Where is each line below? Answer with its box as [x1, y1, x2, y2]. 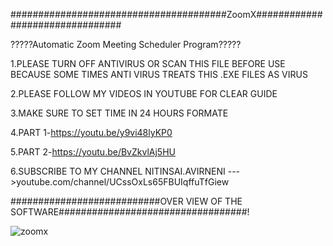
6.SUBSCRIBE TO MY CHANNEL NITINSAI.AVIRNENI [10, 165, 226, 177]
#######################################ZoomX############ [10, 9, 323, 20]
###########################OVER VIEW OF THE [10, 195, 243, 207]
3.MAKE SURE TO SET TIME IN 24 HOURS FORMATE [10, 107, 229, 119]
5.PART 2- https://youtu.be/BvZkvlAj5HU [10, 146, 176, 158]
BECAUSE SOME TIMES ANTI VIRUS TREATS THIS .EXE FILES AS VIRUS [10, 69, 308, 80]
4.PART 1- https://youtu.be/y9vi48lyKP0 [10, 127, 173, 138]
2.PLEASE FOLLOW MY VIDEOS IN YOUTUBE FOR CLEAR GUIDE [10, 88, 278, 99]
